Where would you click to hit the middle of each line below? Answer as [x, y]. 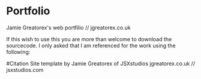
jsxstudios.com [25, 69]
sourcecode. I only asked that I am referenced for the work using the [91, 45]
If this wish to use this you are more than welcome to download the [89, 39]
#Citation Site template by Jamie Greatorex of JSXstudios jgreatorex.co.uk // [101, 63]
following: [18, 51]
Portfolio [28, 11]
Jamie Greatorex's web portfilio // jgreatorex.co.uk [68, 28]
